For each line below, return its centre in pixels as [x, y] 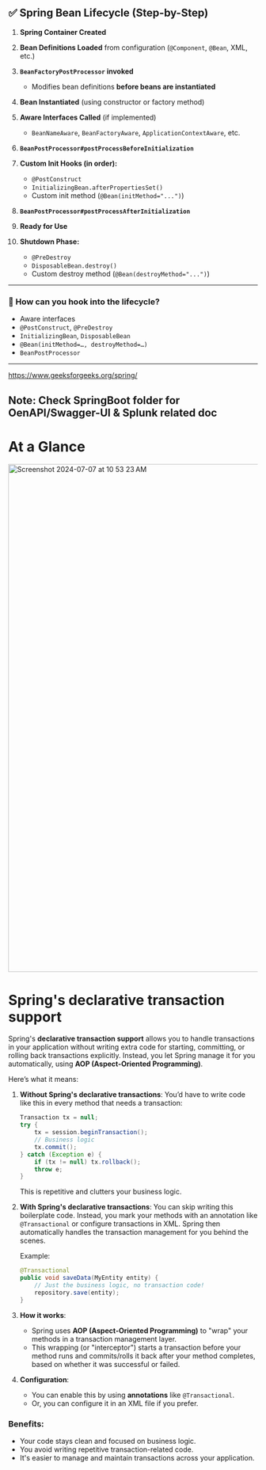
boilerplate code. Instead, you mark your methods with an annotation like [139, 1216]
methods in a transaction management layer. [104, 1339]
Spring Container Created [63, 32]
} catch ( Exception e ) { [61, 1154]
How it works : [43, 1315]
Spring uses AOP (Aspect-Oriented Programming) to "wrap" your [139, 1331]
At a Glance [47, 446]
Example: [35, 1256]
